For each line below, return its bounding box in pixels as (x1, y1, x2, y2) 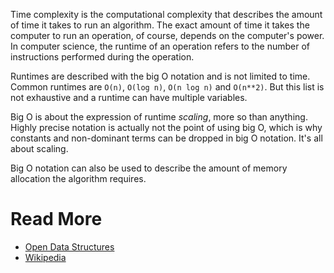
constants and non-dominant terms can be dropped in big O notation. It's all (10, 132, 323, 144)
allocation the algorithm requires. (10, 173, 147, 184)
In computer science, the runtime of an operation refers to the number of (10, 40, 310, 52)
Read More (10, 208, 103, 231)
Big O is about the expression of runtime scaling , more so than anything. (10, 111, 308, 123)
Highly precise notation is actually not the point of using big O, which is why (10, 122, 323, 133)
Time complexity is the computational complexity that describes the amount (10, 9, 323, 20)
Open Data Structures (24, 240, 115, 253)
